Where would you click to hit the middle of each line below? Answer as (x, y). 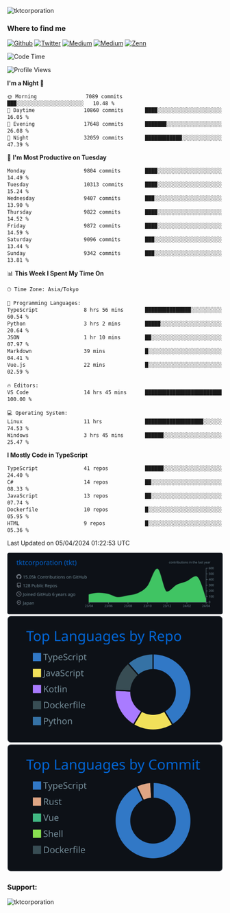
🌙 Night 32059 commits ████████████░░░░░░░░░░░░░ (115, 138)
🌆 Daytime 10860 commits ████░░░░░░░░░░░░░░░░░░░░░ (115, 111)
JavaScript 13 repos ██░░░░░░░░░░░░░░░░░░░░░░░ (115, 496)
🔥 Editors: (23, 386)
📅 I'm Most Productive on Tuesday (57, 157)
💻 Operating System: (38, 413)
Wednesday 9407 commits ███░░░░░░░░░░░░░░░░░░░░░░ (115, 199)
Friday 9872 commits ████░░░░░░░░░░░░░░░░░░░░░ (115, 226)
